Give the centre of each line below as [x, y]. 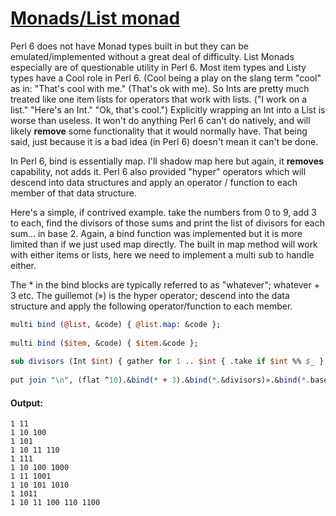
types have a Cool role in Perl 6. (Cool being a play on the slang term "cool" [166, 78]
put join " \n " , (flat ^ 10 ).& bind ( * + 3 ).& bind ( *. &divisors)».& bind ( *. [160, 380]
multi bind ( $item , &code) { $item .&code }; [104, 343]
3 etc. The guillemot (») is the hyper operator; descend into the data [150, 295]
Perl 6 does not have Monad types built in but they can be [130, 46]
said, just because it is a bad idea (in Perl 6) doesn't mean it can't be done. [164, 141]
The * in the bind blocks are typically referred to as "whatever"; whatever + [165, 284]
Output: [26, 403]
